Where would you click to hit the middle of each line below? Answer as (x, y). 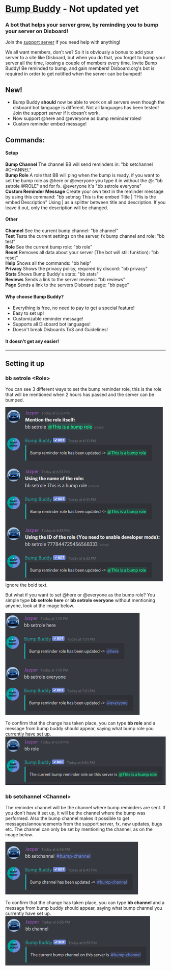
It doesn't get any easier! (32, 341)
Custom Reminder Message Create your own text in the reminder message (84, 191)
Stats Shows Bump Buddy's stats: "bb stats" (52, 274)
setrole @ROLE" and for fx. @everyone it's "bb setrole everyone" (73, 186)
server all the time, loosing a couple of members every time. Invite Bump (81, 63)
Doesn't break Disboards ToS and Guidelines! (60, 330)
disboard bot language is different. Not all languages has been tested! (86, 108)
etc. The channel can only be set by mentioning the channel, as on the (79, 829)
